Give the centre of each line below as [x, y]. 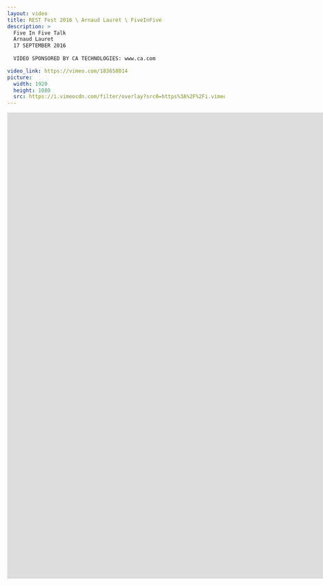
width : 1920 [31, 84]
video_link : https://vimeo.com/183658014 [68, 71]
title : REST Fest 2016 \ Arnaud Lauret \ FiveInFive [85, 20]
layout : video [28, 13]
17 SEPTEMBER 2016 [40, 46]
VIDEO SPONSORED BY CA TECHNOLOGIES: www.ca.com [85, 59]
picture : [20, 77]
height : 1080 [32, 90]
